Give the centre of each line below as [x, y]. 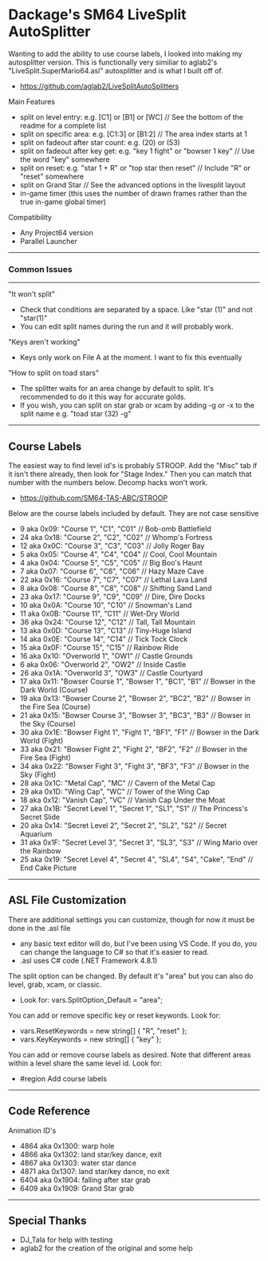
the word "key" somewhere [65, 159]
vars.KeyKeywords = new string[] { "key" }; [91, 1039]
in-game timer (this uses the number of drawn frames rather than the [133, 193]
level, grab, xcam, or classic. [55, 984]
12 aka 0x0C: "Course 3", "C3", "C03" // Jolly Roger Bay [112, 546]
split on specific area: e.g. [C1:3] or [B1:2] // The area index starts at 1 [133, 134]
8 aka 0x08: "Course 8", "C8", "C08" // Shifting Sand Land [116, 589]
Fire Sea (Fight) [45, 758]
